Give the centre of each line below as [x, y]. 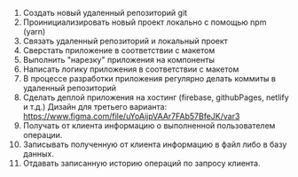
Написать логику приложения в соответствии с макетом [131, 69]
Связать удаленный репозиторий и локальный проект [125, 41]
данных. [38, 154]
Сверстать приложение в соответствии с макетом [119, 50]
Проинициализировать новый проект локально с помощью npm [145, 22]
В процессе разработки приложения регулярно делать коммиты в [149, 78]
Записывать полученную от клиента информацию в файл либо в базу [155, 144]
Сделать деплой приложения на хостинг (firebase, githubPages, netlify [156, 97]
